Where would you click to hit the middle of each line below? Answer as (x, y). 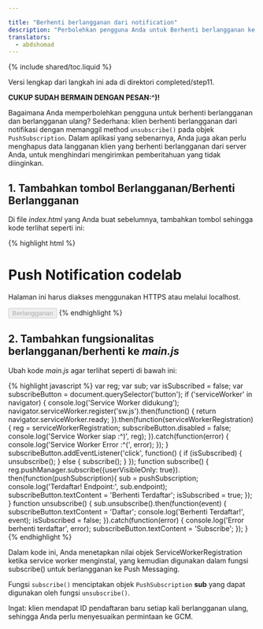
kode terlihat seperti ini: (46, 228)
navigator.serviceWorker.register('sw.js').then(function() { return (112, 411)
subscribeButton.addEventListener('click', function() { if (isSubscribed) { (125, 453)
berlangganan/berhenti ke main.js (94, 351)
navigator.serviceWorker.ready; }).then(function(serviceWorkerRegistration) (131, 419)
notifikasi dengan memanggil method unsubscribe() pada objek (111, 130)
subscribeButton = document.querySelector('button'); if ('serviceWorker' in (130, 394)
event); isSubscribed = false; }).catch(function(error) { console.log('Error (126, 520)
